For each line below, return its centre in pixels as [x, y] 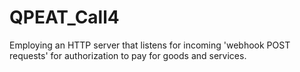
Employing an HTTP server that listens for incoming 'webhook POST [150, 45]
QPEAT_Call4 [64, 17]
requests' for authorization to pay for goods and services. [128, 55]
